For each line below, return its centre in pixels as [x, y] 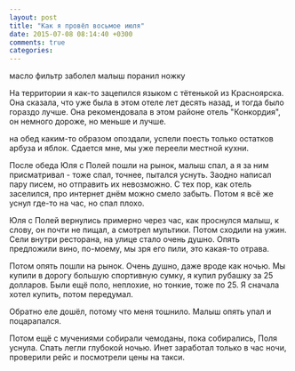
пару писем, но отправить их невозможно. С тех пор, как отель [130, 184]
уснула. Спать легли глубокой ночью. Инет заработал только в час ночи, [148, 348]
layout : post [33, 17]
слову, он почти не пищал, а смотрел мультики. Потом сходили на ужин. [148, 230]
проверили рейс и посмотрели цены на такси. [97, 358]
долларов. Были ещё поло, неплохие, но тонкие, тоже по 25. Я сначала [144, 285]
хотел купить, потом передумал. [71, 294]
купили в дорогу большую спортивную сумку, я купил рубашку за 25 [141, 276]
